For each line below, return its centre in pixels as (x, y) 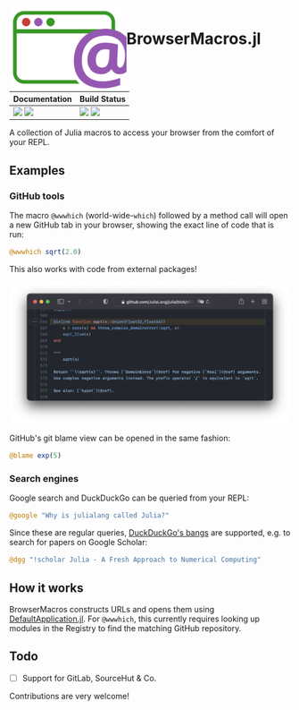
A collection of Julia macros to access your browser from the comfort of (142, 133)
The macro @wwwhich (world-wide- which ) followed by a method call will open (149, 215)
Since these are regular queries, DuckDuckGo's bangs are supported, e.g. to (150, 533)
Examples (37, 171)
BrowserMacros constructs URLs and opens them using (112, 609)
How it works (46, 588)
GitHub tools (37, 196)
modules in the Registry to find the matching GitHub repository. (125, 628)
